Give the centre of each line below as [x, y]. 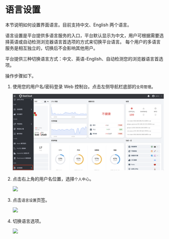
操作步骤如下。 [21, 76]
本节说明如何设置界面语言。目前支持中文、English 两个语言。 [68, 25]
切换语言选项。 [28, 221]
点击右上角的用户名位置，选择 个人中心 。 [53, 179]
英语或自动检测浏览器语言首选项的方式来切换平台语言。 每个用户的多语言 [85, 42]
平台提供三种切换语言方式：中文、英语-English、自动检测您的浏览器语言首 [82, 58]
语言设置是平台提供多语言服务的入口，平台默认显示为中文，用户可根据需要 [82, 35]
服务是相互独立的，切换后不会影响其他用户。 [52, 48]
